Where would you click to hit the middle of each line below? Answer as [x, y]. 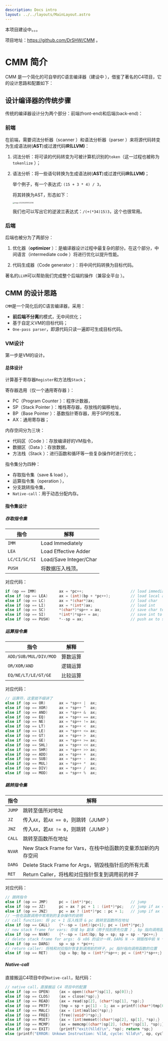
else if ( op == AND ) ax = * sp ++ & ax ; [51, 712]
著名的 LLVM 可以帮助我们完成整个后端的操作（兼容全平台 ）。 [66, 276]
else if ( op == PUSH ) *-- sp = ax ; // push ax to [82, 619]
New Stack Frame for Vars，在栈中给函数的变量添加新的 [88, 848]
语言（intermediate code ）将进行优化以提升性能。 [69, 254]
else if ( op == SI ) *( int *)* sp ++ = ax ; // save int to [84, 615]
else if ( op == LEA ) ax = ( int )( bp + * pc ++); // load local [82, 596]
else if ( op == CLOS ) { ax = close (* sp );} [52, 997]
